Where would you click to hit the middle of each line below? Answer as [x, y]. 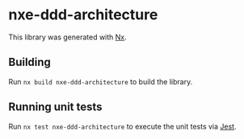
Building [29, 62]
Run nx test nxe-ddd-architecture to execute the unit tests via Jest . [122, 126]
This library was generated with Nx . [67, 37]
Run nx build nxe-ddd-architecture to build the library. [101, 81]
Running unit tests [55, 107]
